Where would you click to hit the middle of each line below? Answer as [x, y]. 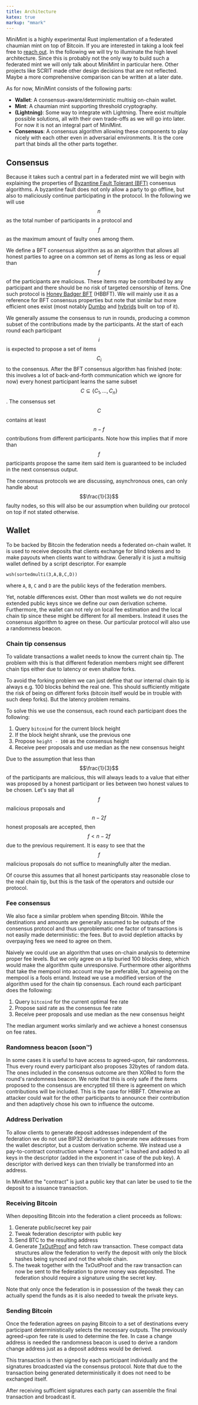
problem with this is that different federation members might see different [95, 662]
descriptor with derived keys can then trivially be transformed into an [90, 1164]
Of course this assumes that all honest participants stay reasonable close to [98, 875]
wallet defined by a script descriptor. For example [66, 564]
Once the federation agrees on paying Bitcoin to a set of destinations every [97, 1324]
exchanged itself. [27, 1379]
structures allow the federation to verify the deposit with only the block [101, 1253]
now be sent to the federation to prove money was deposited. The [95, 1271]
